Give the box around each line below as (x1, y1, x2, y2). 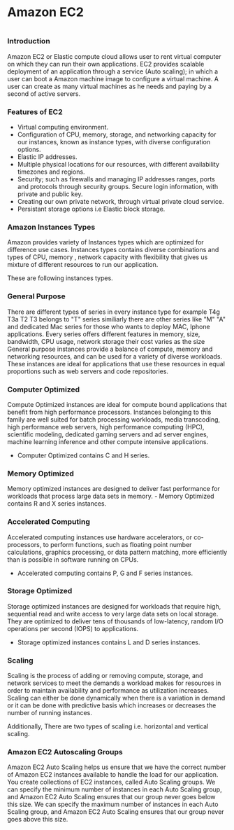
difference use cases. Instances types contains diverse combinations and (7, 246, 219, 254)
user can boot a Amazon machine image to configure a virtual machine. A (7, 74, 219, 83)
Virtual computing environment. (17, 123, 109, 132)
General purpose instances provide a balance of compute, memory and (7, 345, 213, 353)
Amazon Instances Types (7, 222, 96, 232)
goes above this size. (7, 815, 68, 824)
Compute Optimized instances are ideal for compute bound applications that (7, 400, 227, 408)
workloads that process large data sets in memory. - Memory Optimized (7, 492, 214, 501)
